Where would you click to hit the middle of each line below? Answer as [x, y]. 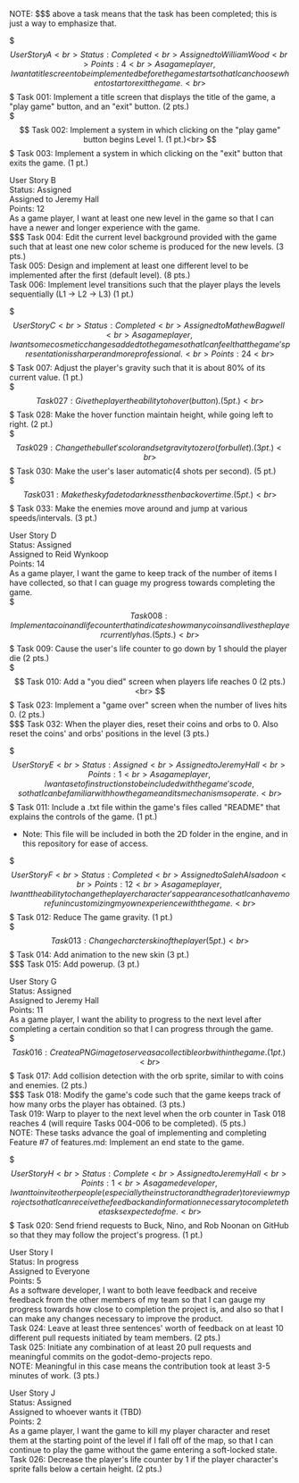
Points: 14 [27, 564]
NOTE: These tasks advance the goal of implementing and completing [138, 1133]
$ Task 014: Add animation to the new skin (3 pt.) [100, 955]
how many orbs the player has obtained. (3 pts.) [97, 1104]
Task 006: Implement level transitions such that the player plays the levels [145, 285]
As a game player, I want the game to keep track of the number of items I [143, 573]
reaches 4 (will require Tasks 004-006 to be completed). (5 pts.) [128, 1123]
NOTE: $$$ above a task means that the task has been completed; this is [143, 14]
